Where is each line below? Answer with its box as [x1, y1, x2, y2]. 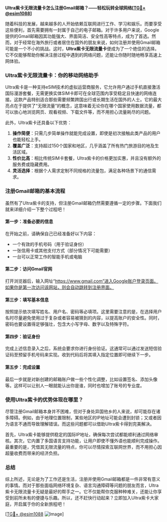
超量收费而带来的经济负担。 [5, 450, 62, 456]
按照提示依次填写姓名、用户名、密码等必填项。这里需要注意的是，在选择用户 [5, 309, 162, 315]
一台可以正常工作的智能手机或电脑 [12, 254, 83, 260]
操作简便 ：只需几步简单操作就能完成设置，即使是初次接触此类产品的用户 [12, 130, 161, 136]
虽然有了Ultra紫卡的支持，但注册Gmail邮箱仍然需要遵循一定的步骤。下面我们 [5, 200, 162, 206]
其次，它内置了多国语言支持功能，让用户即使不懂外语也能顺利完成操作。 [13, 438, 162, 444]
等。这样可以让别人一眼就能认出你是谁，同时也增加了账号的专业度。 [5, 382, 145, 388]
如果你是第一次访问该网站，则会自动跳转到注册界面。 [5, 284, 114, 290]
